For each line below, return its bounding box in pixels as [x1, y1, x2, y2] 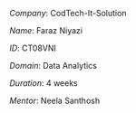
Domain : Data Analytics [9, 61, 98, 71]
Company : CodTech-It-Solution [9, 8, 127, 18]
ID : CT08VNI [9, 42, 57, 53]
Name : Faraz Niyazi [9, 25, 83, 35]
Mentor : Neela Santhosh [9, 95, 101, 106]
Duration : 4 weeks [9, 78, 79, 89]
